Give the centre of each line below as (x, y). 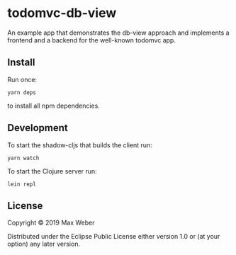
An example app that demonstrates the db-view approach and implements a (118, 33)
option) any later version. (44, 244)
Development (38, 128)
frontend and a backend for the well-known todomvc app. (91, 40)
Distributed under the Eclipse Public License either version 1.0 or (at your (114, 237)
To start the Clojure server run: (52, 171)
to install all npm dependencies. (54, 106)
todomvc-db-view (62, 13)
